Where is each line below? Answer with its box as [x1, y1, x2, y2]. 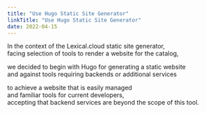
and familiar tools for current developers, [7, 91, 125, 99]
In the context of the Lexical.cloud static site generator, [7, 42, 166, 51]
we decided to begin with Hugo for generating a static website [7, 63, 186, 71]
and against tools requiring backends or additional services [7, 70, 177, 78]
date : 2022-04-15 [7, 23, 58, 30]
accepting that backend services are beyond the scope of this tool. [7, 98, 200, 107]
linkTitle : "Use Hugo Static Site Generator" [7, 17, 141, 24]
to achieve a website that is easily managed [7, 84, 132, 92]
